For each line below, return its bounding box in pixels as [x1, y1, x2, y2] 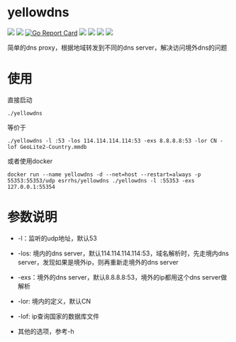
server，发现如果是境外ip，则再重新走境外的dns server [17, 258, 179, 266]
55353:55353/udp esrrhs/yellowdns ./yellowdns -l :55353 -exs [7, 177, 195, 184]
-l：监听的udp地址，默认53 [17, 233, 98, 242]
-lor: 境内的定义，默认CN [17, 297, 91, 305]
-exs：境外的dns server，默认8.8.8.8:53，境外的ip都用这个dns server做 [17, 272, 227, 281]
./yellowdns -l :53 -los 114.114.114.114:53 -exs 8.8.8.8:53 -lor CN [7, 137, 218, 144]
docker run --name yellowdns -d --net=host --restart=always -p [7, 171, 201, 178]
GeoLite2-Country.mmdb [20, 143, 87, 150]
